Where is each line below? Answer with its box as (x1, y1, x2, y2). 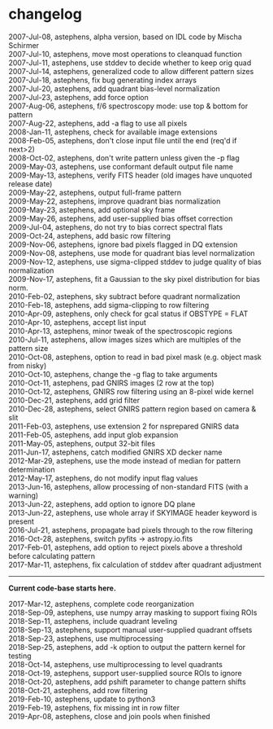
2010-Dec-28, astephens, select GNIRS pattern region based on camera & (8, 404, 257, 414)
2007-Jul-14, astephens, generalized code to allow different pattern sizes (8, 66, 254, 76)
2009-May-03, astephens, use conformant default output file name (8, 161, 234, 171)
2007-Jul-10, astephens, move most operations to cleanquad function (8, 49, 242, 59)
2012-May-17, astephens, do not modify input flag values (8, 473, 199, 483)
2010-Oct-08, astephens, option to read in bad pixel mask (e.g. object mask (8, 352, 262, 362)
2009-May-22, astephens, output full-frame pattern (8, 187, 181, 197)
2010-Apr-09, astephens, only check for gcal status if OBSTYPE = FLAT (8, 309, 249, 318)
